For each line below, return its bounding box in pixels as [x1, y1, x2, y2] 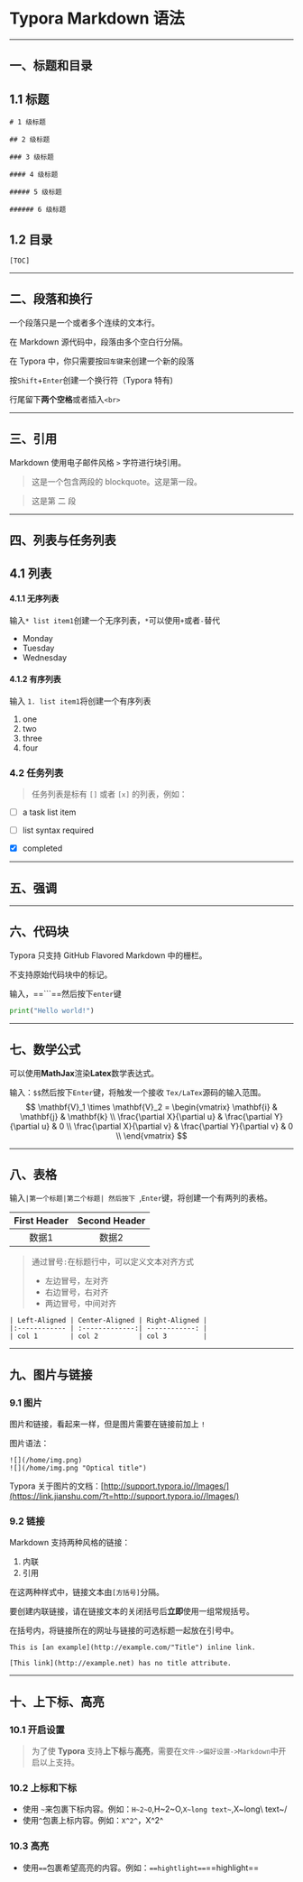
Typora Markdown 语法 [9, 8, 185, 29]
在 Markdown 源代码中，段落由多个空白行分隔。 [9, 336, 188, 347]
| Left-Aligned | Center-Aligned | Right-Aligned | [9, 1316, 207, 1325]
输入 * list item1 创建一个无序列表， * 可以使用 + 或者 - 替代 [9, 614, 221, 625]
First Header [14, 1214, 69, 1227]
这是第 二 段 [31, 495, 77, 506]
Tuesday [22, 642, 55, 653]
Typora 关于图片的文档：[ [9, 1481, 105, 1491]
